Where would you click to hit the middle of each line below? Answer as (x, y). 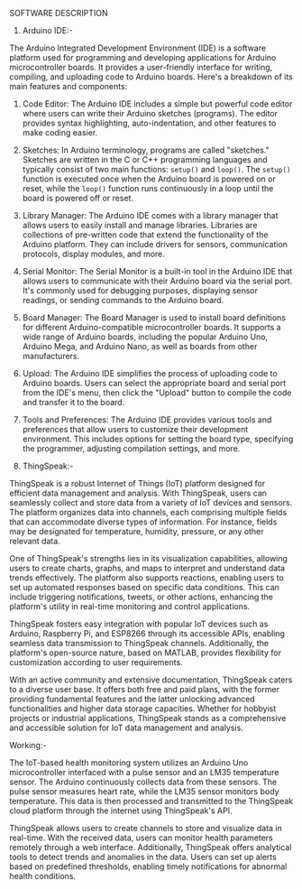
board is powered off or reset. (78, 198)
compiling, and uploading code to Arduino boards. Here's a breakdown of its (151, 77)
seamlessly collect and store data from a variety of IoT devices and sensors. (151, 503)
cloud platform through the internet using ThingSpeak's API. (121, 810)
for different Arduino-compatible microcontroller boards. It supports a (151, 327)
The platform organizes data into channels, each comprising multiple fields (148, 512)
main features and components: (69, 86)
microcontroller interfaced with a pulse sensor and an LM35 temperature (144, 772)
